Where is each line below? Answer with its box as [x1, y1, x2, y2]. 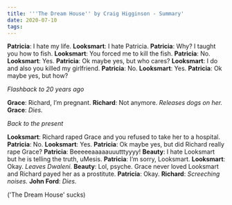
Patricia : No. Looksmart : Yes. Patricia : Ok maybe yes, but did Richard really [7, 140, 225, 149]
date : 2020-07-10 [7, 17, 57, 24]
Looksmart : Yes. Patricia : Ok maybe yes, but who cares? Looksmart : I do [7, 57, 218, 65]
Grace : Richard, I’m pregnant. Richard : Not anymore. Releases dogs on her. [7, 99, 223, 107]
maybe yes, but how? [7, 72, 69, 80]
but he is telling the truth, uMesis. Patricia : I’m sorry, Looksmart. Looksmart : [7, 155, 226, 163]
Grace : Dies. [7, 106, 43, 115]
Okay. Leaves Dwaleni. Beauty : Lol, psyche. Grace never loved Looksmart [7, 163, 220, 171]
